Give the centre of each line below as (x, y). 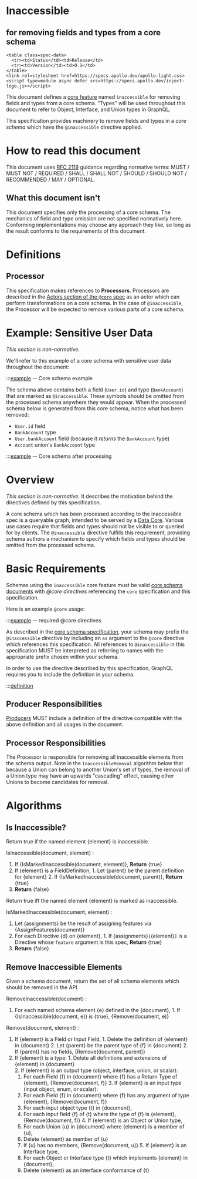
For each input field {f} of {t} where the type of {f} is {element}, (100, 1114)
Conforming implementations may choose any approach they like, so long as (98, 225)
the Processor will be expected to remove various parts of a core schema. (95, 309)
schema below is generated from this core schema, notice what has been (95, 408)
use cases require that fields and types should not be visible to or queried (95, 526)
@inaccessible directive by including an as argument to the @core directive (95, 638)
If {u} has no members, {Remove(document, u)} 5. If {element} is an (105, 1145)
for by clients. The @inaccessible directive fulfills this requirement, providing (98, 532)
